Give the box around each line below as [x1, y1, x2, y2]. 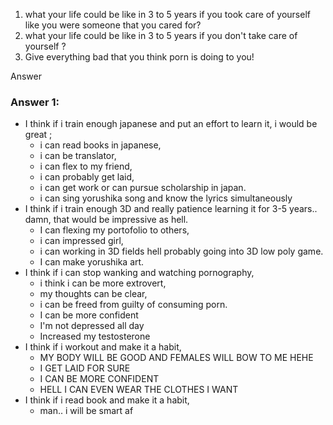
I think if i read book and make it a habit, [24, 394, 190, 406]
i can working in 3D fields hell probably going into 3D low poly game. [39, 245, 324, 258]
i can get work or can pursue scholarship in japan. [39, 182, 247, 194]
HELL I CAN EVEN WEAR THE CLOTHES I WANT [39, 384, 239, 396]
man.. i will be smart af [39, 405, 134, 417]
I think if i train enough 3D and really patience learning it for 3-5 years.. [24, 203, 318, 215]
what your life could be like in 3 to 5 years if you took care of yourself [24, 9, 311, 20]
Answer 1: [10, 95, 60, 109]
